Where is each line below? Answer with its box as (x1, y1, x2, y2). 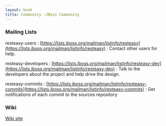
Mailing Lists (5, 29, 37, 36)
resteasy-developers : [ (5, 60, 54, 66)
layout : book (5, 7, 33, 13)
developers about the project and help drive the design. (5, 71, 120, 77)
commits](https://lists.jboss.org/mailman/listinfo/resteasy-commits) (5, 86, 144, 92)
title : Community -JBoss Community (5, 12, 80, 17)
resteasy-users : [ (5, 40, 42, 46)
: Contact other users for (106, 45, 157, 51)
